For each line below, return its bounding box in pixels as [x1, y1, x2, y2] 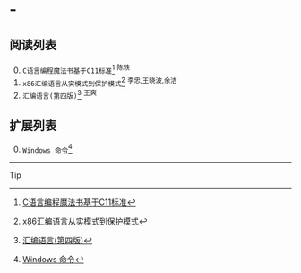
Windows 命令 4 [21, 143, 73, 155]
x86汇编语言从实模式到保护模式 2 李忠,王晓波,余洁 [21, 75, 177, 88]
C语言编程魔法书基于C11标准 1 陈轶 [21, 63, 131, 75]
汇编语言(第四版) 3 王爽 [21, 89, 97, 101]
